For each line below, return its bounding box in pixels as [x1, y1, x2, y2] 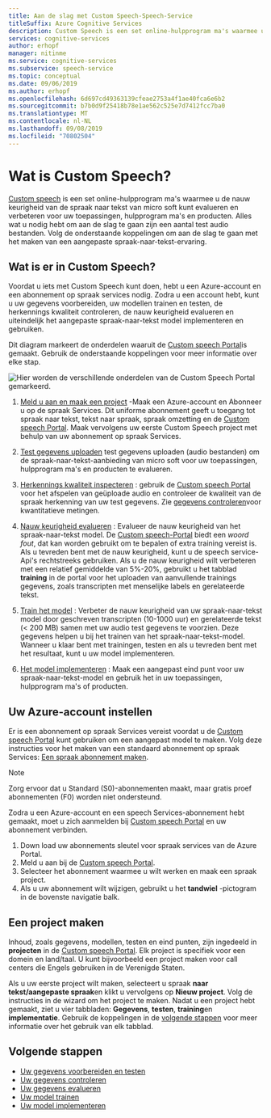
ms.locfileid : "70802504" [8, 132, 95, 140]
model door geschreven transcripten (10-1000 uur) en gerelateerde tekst [19, 614, 262, 624]
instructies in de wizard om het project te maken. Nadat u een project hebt [8, 996, 256, 1005]
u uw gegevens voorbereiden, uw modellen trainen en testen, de [8, 298, 223, 308]
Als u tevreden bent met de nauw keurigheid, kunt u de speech [19, 547, 230, 557]
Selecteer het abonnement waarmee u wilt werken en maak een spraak [19, 867, 257, 876]
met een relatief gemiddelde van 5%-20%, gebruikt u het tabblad [19, 564, 237, 574]
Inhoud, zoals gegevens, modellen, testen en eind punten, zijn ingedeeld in [8, 937, 257, 947]
